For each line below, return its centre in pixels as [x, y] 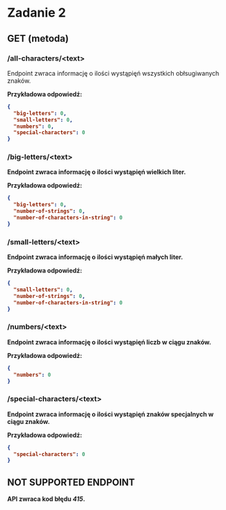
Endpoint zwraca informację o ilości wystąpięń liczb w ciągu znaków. [109, 342]
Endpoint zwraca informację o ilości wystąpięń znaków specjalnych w [111, 414]
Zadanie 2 [37, 13]
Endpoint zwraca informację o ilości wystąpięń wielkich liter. [97, 172]
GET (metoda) [38, 39]
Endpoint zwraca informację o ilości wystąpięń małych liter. [95, 257]
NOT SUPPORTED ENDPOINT [71, 482]
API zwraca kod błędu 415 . [46, 499]
